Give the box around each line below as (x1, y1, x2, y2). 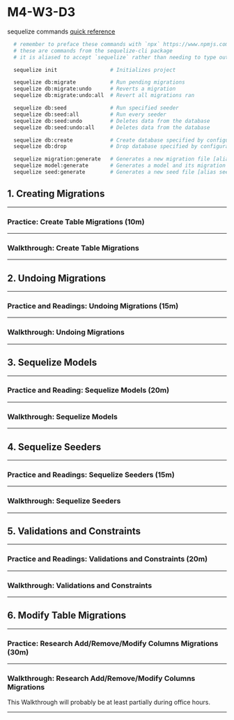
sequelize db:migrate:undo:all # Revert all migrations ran (13, 92, 195, 99)
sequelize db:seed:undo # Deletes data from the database (13, 117, 210, 124)
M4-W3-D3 (7, 4, 75, 20)
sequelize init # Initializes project (13, 66, 176, 73)
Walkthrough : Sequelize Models (7, 412, 118, 421)
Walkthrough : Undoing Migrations (7, 327, 125, 337)
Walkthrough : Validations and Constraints (7, 580, 153, 590)
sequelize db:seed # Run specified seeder (13, 105, 179, 112)
